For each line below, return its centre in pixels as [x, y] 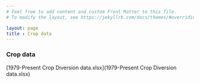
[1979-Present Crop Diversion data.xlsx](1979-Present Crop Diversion [91, 67]
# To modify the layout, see [42, 17]
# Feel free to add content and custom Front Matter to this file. [92, 12]
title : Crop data [29, 33]
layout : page [22, 28]
